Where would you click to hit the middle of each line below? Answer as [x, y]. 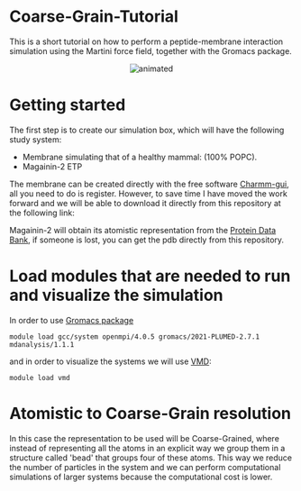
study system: [36, 139]
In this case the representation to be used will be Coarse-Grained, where [144, 438]
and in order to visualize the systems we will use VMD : [110, 361]
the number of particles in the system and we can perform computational [145, 467]
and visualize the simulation [116, 296]
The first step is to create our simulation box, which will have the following [147, 130]
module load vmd [40, 377]
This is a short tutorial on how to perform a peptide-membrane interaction [146, 41]
